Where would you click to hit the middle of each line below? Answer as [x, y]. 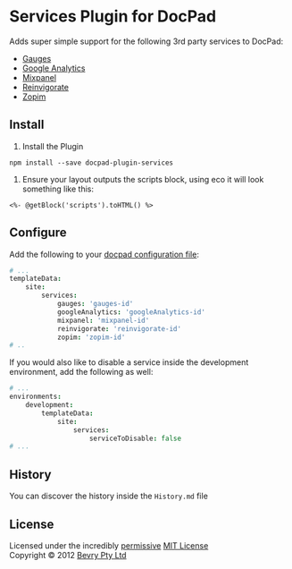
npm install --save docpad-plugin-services [92, 163]
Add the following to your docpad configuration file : [104, 254]
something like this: [58, 189]
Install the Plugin [53, 146]
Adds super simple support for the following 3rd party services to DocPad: [146, 41]
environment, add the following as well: [81, 372]
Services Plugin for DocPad [113, 17]
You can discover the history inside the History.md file [108, 496]
